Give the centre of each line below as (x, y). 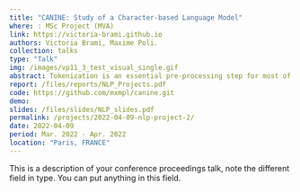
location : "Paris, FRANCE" (60, 143)
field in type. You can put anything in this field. (95, 178)
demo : (19, 101)
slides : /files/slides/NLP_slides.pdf (82, 109)
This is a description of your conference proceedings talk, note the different (150, 168)
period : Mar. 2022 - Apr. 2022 (68, 135)
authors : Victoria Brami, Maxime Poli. (84, 43)
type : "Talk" (34, 59)
